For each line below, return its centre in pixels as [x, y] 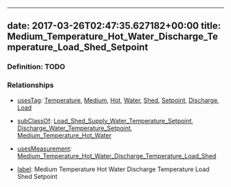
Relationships [31, 85]
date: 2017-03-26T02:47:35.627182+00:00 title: [114, 26]
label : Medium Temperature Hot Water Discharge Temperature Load [113, 169]
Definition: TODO [36, 67]
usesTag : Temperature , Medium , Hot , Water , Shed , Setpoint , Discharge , [118, 100]
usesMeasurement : [44, 149]
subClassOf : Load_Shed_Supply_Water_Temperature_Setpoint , [105, 121]
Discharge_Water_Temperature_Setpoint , [75, 128]
